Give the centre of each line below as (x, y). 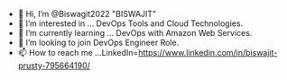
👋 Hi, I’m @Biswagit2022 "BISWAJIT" (87, 14)
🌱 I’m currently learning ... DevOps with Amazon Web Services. (135, 33)
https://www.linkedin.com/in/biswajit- (208, 53)
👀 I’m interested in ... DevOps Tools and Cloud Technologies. (130, 23)
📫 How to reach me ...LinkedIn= (78, 53)
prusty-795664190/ (54, 66)
